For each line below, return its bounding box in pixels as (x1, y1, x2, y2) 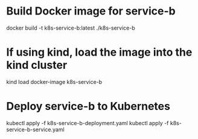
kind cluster (6, 59, 68, 72)
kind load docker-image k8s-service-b (6, 78, 103, 85)
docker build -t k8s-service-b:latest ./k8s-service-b (6, 24, 135, 31)
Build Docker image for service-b (6, 4, 176, 18)
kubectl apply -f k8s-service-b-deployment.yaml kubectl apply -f (6, 119, 169, 126)
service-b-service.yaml (6, 126, 65, 133)
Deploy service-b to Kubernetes (6, 100, 171, 113)
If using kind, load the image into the (6, 45, 193, 59)
